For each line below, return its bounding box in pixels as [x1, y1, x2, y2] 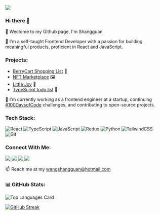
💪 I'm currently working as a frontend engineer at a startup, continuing [5, 96, 152, 102]
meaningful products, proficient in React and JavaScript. [5, 44, 123, 50]
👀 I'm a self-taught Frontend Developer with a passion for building [5, 39, 143, 45]
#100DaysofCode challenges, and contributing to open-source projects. [5, 101, 155, 107]
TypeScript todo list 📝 [12, 86, 58, 92]
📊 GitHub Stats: [5, 181, 46, 188]
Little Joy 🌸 [12, 81, 36, 87]
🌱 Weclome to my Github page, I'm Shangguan [5, 28, 103, 35]
